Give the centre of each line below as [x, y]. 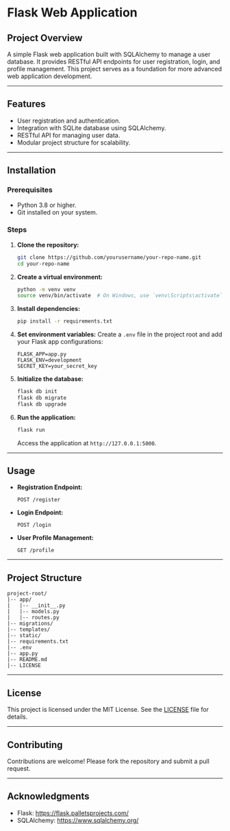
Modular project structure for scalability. [74, 142]
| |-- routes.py [33, 618]
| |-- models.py [33, 612]
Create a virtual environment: [60, 277]
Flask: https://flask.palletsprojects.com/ [73, 813]
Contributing [35, 745]
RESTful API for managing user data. [68, 135]
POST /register [39, 500]
